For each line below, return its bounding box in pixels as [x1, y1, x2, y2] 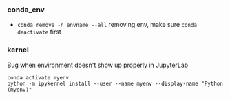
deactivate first [17, 28, 62, 36]
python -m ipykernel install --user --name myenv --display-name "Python [7, 80, 224, 87]
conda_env [7, 5, 45, 14]
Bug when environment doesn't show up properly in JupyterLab [7, 61, 189, 69]
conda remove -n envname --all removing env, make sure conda [17, 21, 198, 29]
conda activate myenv [7, 74, 70, 81]
